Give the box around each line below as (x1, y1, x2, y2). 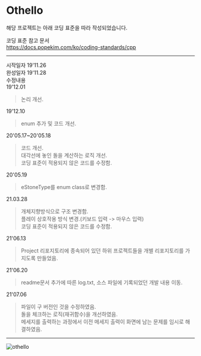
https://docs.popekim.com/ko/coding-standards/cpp (6, 43, 136, 51)
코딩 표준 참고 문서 (6, 36, 50, 44)
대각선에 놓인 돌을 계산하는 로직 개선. (20, 151, 108, 159)
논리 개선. (20, 95, 44, 102)
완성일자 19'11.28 (6, 69, 47, 76)
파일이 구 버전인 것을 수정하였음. (20, 303, 96, 310)
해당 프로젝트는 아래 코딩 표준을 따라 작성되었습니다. (6, 24, 127, 31)
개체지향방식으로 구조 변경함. (20, 208, 89, 215)
